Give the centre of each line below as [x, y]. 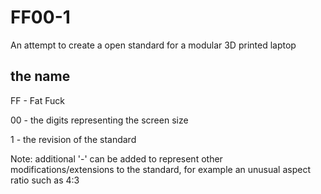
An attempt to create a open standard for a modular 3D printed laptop [153, 45]
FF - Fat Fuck [37, 100]
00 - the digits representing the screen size [99, 120]
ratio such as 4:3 [45, 180]
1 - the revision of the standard [73, 139]
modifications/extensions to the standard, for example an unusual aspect [160, 169]
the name [40, 76]
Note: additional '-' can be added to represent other [116, 158]
